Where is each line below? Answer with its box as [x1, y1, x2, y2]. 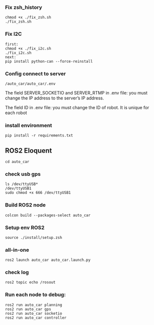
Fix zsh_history [5, 4, 43, 11]
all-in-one [5, 246, 29, 253]
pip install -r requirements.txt [5, 133, 73, 138]
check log [5, 269, 29, 276]
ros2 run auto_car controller [5, 315, 67, 320]
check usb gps [5, 170, 41, 177]
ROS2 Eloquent [5, 146, 52, 155]
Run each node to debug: [5, 291, 66, 298]
